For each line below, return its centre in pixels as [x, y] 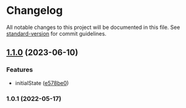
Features [20, 70]
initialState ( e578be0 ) [42, 83]
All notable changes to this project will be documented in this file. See [93, 27]
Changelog [35, 11]
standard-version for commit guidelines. [56, 33]
